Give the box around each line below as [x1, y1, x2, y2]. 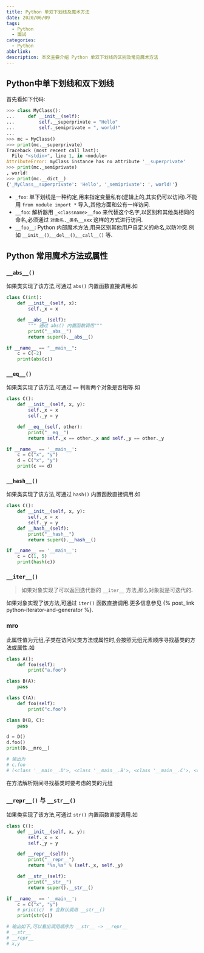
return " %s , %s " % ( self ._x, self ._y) [28, 862, 123, 868]
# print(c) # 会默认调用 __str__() [17, 907, 105, 913]
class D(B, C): [6, 717, 45, 723]
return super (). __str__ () [28, 884, 94, 891]
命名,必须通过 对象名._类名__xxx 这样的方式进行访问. [15, 216, 143, 223]
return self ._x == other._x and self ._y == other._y [28, 435, 165, 441]
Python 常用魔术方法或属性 [6, 251, 108, 261]
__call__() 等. [76, 231, 113, 238]
